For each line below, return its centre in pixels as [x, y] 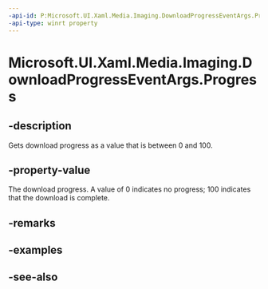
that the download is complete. [59, 198]
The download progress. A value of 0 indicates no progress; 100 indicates [130, 189]
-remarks [32, 223]
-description [40, 126]
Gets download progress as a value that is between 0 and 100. [110, 145]
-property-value [49, 170]
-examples [35, 250]
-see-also [33, 277]
